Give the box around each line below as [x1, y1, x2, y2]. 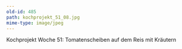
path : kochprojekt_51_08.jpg [6, 14, 80, 20]
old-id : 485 [6, 8, 36, 15]
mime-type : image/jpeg [6, 20, 64, 26]
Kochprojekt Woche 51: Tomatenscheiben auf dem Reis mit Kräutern [6, 36, 177, 44]
